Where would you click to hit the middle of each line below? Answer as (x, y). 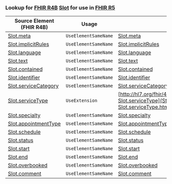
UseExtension (82, 101)
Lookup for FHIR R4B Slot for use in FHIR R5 (60, 8)
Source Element (35, 21)
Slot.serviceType (28, 100)
